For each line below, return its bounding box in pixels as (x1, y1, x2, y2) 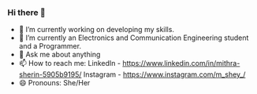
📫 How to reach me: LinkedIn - (18, 59, 121, 68)
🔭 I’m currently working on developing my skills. (18, 25, 175, 34)
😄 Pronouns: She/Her (18, 78, 91, 88)
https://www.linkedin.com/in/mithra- (122, 59, 240, 68)
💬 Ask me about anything (18, 50, 101, 60)
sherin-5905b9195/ (18, 70, 82, 79)
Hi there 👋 (7, 7, 47, 18)
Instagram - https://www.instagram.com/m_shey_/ (83, 70, 246, 79)
